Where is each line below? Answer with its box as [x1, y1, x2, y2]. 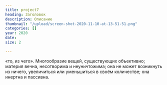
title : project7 [5, 7, 39, 12]
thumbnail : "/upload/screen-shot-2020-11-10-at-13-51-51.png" [5, 21, 137, 26]
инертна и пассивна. [5, 73, 49, 80]
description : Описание [5, 16, 52, 21]
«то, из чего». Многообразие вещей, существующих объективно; [5, 58, 145, 64]
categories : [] [5, 26, 37, 31]
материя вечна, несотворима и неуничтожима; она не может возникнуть [5, 63, 162, 69]
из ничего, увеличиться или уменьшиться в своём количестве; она [5, 68, 150, 74]
